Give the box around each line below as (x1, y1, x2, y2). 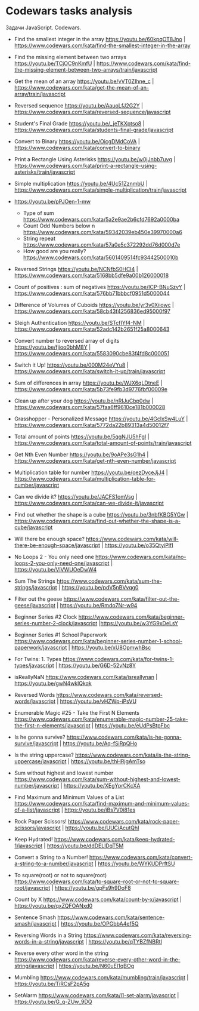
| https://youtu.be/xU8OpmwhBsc (68, 644, 151, 651)
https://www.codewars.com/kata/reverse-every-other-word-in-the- (14, 955, 181, 963)
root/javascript (14, 884, 51, 891)
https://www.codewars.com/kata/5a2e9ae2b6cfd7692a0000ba (23, 216, 180, 223)
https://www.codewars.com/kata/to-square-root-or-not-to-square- (14, 878, 179, 885)
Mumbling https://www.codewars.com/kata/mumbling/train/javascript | (14, 973, 189, 981)
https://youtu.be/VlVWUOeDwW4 (14, 566, 97, 573)
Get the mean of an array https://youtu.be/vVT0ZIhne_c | (14, 78, 154, 85)
